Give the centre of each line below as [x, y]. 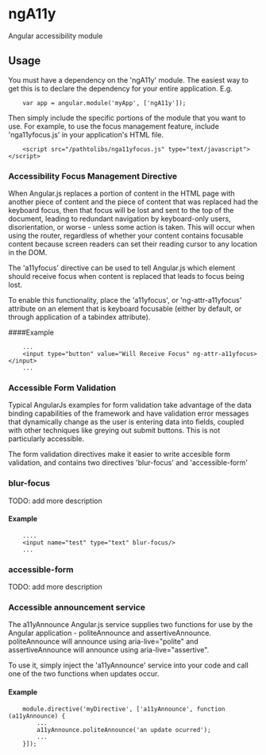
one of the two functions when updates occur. [84, 674]
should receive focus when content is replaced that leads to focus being [126, 277]
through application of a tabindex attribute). [79, 317]
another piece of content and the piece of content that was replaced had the [133, 202]
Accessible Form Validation [62, 388]
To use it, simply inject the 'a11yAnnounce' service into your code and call [128, 665]
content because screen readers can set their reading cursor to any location [133, 244]
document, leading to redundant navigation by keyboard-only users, [120, 219]
